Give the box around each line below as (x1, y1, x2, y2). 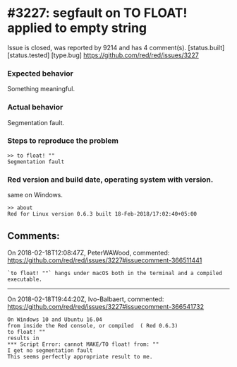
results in (7, 334, 39, 342)
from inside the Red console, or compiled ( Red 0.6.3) (7, 322, 178, 330)
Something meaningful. (7, 85, 75, 93)
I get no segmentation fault (7, 346, 93, 354)
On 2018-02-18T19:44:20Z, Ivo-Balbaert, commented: (7, 295, 164, 303)
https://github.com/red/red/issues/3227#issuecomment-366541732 (7, 302, 205, 310)
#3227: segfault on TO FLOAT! (7, 5, 188, 21)
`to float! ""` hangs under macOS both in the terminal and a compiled (7, 269, 222, 276)
